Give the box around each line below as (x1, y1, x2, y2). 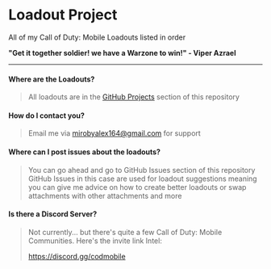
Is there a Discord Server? (8, 209, 98, 219)
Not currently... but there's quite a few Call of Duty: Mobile (27, 227, 223, 237)
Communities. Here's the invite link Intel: (27, 236, 163, 246)
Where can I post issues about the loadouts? (8, 147, 161, 157)
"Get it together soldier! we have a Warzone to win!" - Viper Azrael (8, 48, 236, 57)
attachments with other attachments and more (27, 191, 182, 200)
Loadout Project (8, 6, 118, 24)
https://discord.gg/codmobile (27, 251, 127, 261)
